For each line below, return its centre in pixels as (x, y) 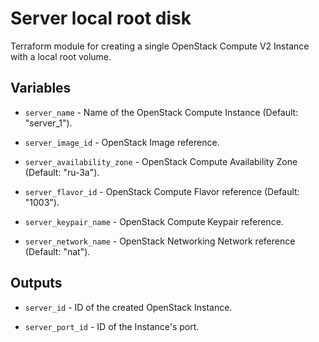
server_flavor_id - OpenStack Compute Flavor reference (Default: (162, 191)
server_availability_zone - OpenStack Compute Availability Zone (161, 161)
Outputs (36, 283)
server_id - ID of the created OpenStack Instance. (128, 307)
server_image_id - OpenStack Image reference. (122, 142)
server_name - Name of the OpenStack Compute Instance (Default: (161, 112)
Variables (41, 88)
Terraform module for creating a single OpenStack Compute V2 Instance (160, 46)
